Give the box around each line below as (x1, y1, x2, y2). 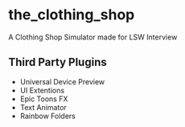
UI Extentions (19, 85, 65, 95)
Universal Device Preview (19, 76, 105, 86)
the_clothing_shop (8, 6, 135, 24)
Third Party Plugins (8, 55, 107, 69)
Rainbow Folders (19, 111, 76, 121)
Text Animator (19, 102, 67, 112)
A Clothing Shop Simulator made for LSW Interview (8, 32, 178, 42)
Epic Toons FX (19, 94, 68, 104)
